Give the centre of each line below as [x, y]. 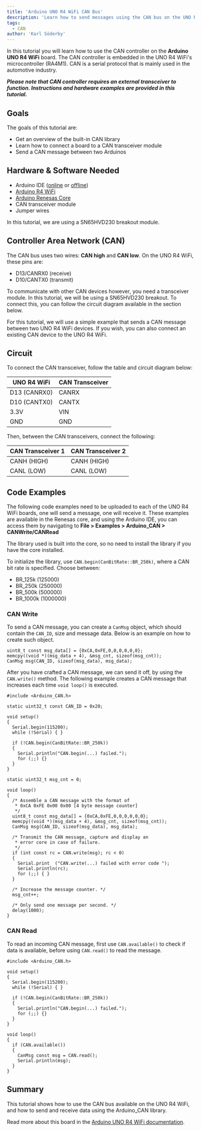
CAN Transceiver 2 [98, 451]
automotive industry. [32, 70]
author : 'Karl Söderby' [36, 34]
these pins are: [25, 261]
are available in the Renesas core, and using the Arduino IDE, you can [92, 519]
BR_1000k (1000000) [41, 599]
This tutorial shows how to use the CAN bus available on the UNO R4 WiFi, [98, 1103]
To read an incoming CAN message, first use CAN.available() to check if [96, 944]
